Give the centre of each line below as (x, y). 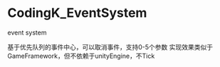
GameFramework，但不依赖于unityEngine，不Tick (81, 56)
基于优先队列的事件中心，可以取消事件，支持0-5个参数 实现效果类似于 (110, 47)
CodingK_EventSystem (77, 13)
